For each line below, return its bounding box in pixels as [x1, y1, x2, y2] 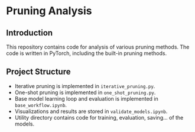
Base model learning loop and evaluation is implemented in [14, 95, 158, 102]
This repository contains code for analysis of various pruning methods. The [6, 43, 190, 50]
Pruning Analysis [6, 4, 93, 18]
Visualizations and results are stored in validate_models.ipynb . [14, 108, 168, 115]
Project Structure [6, 67, 71, 77]
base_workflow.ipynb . [14, 101, 67, 108]
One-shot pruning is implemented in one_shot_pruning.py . [14, 89, 156, 96]
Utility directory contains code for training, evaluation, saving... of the [14, 114, 184, 121]
